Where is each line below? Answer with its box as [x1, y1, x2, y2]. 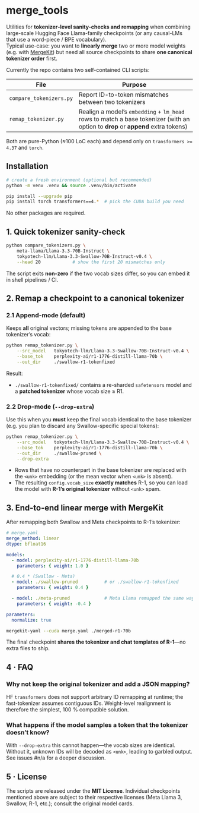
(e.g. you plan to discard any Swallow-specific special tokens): [6, 423, 159, 430]
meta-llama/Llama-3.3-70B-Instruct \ [17, 248, 110, 254]
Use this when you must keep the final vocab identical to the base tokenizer [6, 416, 192, 423]
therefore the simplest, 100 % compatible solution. [6, 706, 129, 713]
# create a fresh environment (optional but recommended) [6, 177, 152, 183]
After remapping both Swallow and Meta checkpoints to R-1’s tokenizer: [6, 518, 181, 526]
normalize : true [11, 617, 52, 623]
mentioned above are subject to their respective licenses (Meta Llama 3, [6, 794, 182, 801]
